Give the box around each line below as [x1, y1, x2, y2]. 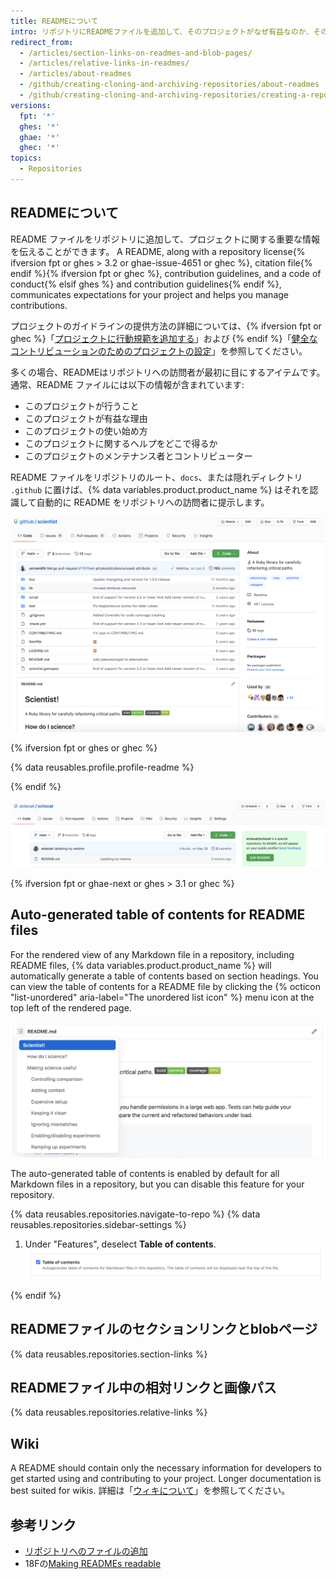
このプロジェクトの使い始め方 [24, 425, 148, 437]
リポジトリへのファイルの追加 [24, 1545, 148, 1557]
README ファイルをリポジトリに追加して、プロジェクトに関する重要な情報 [10, 233, 321, 245]
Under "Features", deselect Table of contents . [24, 1238, 217, 1250]
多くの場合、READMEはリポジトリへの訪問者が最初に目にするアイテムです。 [10, 366, 326, 378]
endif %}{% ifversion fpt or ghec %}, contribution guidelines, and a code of [10, 267, 322, 279]
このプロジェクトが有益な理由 [24, 412, 148, 424]
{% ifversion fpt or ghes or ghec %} [10, 741, 158, 754]
